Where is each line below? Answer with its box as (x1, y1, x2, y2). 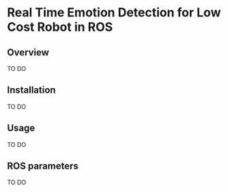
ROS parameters (7, 161, 79, 172)
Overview (7, 46, 50, 58)
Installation (7, 84, 56, 96)
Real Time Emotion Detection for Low (7, 5, 221, 20)
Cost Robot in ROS (7, 19, 113, 35)
